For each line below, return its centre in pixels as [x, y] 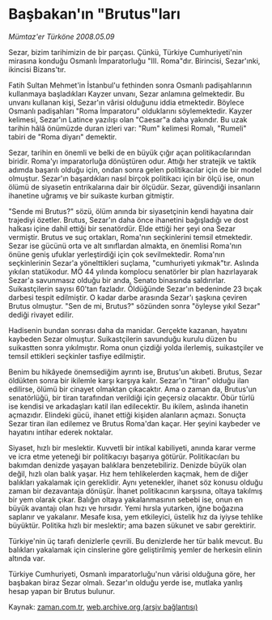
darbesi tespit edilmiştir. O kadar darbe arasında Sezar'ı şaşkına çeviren [128, 297]
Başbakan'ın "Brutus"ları [94, 14]
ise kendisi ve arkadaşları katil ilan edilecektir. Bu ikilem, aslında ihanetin [128, 406]
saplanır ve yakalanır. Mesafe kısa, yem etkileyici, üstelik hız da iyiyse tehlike [136, 516]
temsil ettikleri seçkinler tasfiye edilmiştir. [77, 356]
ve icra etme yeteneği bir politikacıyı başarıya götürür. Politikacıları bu [124, 456]
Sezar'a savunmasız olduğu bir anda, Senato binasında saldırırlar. [117, 280]
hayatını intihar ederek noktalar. [61, 432]
